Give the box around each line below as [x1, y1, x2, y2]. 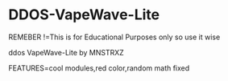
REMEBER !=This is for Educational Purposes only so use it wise [8, 32, 221, 42]
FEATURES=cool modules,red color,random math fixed [8, 63, 190, 73]
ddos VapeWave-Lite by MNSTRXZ [8, 47, 125, 57]
